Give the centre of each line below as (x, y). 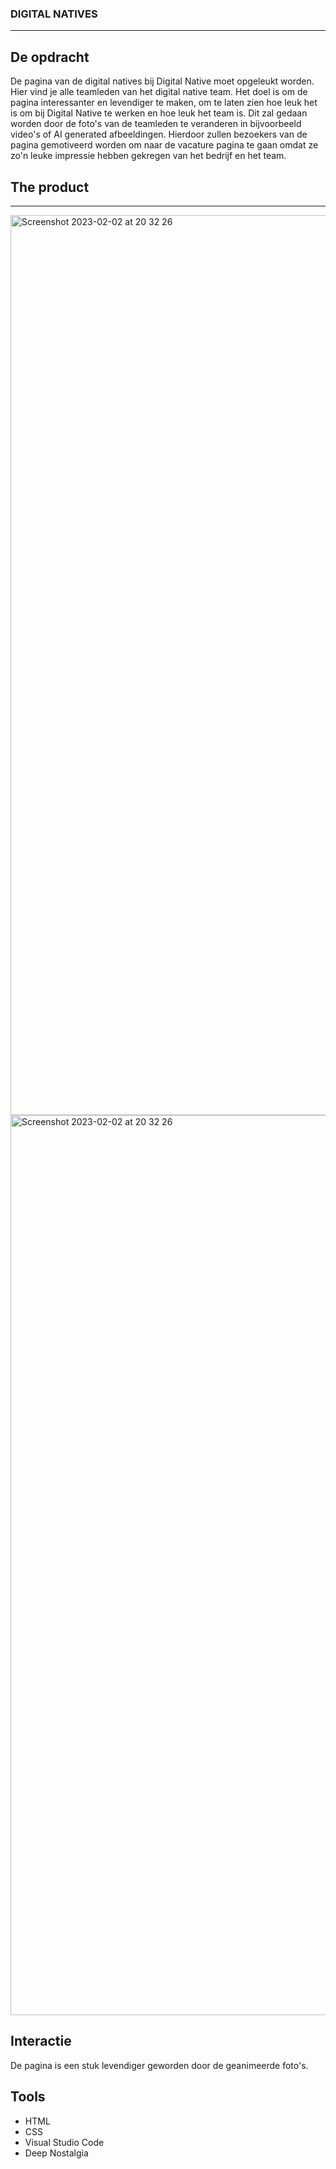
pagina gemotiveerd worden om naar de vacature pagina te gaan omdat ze (164, 145)
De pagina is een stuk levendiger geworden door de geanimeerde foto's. (159, 2065)
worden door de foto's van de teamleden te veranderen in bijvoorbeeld (156, 124)
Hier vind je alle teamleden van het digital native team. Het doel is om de (159, 92)
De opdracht (50, 57)
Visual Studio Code (64, 2142)
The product (50, 187)
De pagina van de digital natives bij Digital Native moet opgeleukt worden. (162, 81)
